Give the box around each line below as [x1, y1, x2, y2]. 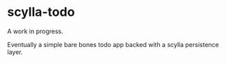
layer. [7, 48, 23, 56]
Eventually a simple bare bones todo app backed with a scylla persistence [7, 40, 219, 48]
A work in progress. [7, 27, 64, 35]
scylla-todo [7, 4, 75, 20]
